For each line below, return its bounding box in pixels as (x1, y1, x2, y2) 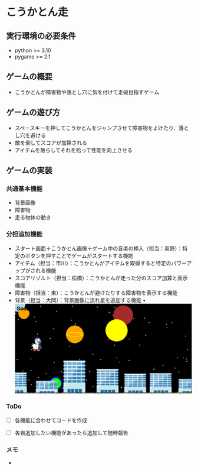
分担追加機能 (6, 230, 43, 238)
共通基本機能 (6, 184, 43, 193)
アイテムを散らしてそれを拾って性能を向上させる (14, 146, 133, 154)
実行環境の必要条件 (6, 31, 76, 41)
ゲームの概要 (6, 72, 53, 82)
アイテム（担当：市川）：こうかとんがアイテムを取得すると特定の (14, 260, 171, 267)
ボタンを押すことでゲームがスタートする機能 (25, 252, 134, 259)
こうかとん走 (6, 5, 69, 19)
